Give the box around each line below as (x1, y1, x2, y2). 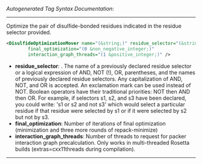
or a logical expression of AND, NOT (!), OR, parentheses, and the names (14, 68, 195, 76)
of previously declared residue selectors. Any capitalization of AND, (14, 75, 183, 82)
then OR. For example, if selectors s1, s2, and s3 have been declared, (14, 94, 186, 102)
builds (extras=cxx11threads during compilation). (14, 145, 136, 153)
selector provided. (6, 29, 52, 35)
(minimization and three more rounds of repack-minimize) (14, 126, 158, 133)
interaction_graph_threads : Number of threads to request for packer (14, 132, 186, 140)
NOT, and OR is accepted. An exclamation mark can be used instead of (14, 81, 191, 89)
